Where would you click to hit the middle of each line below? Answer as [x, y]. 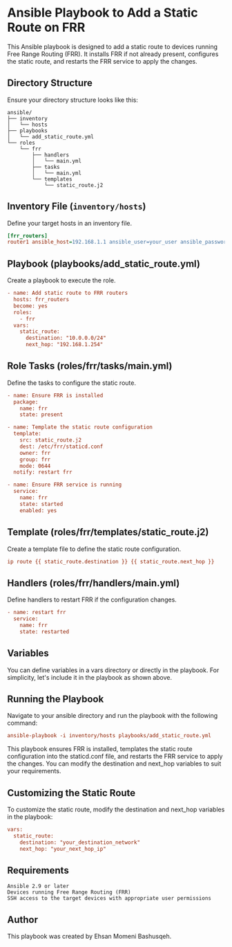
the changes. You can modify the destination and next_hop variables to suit [114, 764]
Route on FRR [46, 27]
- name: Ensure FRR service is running [65, 485]
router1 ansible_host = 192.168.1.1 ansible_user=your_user [92, 242]
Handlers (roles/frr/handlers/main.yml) [94, 583]
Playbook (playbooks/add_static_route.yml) [104, 263]
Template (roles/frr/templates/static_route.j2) [108, 532]
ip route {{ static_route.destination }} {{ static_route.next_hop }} [111, 561]
